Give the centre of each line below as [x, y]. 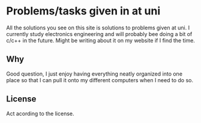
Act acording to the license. [40, 113]
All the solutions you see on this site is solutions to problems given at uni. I [98, 28]
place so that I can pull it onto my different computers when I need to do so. [100, 80]
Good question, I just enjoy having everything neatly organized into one [94, 74]
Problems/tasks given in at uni [83, 11]
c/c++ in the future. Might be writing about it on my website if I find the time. [100, 40]
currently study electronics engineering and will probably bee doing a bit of [99, 34]
